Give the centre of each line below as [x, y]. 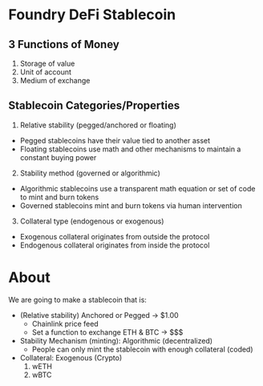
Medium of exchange [55, 80]
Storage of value [47, 63]
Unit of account [46, 72]
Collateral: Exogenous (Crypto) [71, 357]
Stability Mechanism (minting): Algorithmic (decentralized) [116, 340]
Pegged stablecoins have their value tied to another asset [115, 140]
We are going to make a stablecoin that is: [77, 300]
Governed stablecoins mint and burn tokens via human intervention [131, 205]
